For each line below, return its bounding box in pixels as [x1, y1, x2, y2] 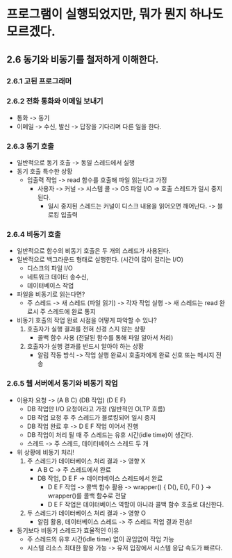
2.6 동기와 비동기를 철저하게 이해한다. [6, 54, 159, 65]
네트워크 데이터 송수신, [26, 272, 89, 281]
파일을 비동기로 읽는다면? [16, 290, 85, 299]
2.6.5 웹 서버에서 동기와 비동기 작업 [6, 379, 118, 388]
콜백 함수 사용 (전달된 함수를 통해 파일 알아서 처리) [37, 334, 174, 342]
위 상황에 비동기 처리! [16, 448, 74, 456]
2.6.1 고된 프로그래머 [6, 76, 72, 85]
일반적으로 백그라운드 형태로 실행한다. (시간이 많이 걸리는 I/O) [16, 255, 184, 264]
